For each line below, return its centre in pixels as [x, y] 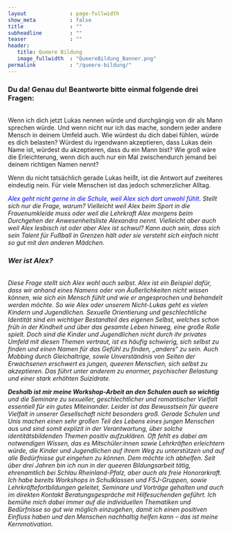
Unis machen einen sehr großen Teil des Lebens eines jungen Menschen [111, 421]
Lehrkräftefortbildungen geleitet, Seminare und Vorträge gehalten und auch [116, 488]
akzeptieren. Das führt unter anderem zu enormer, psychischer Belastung [113, 371]
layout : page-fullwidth [64, 13]
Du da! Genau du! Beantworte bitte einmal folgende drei [103, 89]
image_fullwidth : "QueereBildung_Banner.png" [87, 59]
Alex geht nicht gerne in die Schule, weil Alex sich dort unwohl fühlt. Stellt [113, 199]
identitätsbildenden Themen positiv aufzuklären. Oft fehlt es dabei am [108, 436]
